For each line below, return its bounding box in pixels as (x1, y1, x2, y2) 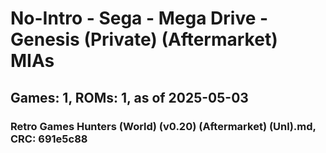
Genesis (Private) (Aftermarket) (10, 28, 278, 51)
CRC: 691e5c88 (10, 132, 88, 146)
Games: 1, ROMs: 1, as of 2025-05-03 (10, 89, 249, 106)
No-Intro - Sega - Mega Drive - (10, 7, 269, 30)
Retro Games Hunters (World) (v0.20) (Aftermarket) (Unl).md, (10, 119, 317, 133)
